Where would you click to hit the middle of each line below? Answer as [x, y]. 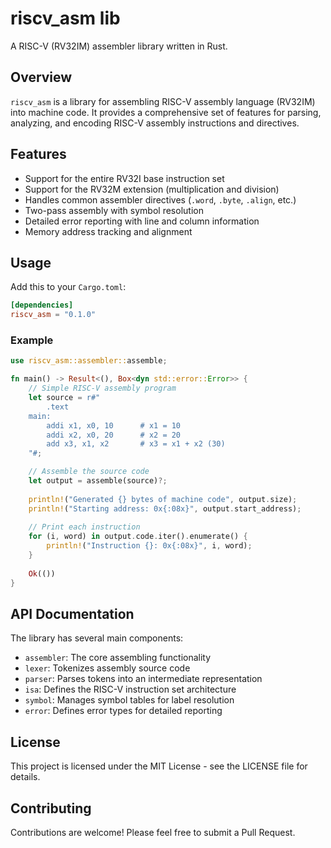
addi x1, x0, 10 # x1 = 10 [114, 425]
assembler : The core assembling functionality [118, 658]
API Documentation [72, 613]
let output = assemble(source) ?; [98, 481]
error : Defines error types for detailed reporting [123, 711]
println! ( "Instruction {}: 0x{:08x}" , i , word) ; [149, 546]
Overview [41, 77]
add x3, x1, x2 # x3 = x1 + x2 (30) [136, 444]
